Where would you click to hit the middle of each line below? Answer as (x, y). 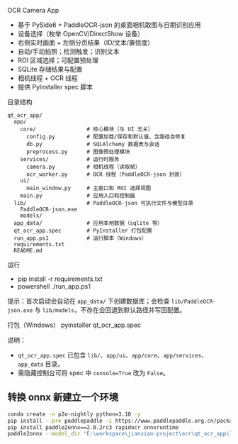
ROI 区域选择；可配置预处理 (58, 60)
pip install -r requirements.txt (60, 279)
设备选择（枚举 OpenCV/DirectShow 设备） (80, 34)
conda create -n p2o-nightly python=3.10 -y (74, 414)
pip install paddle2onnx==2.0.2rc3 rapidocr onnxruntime (93, 427)
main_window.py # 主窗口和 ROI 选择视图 (89, 188)
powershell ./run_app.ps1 (54, 286)
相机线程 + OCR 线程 (47, 78)
